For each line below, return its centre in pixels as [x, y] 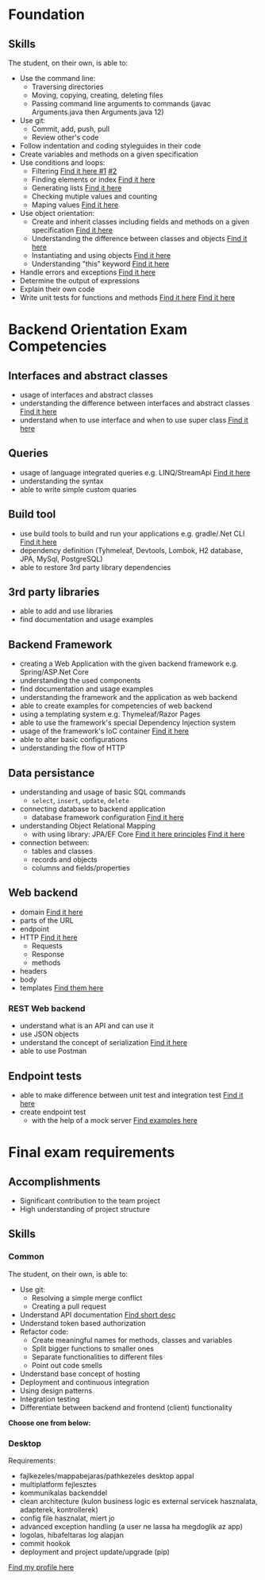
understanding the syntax [61, 481]
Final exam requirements [92, 1153]
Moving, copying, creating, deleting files [97, 95]
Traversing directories [67, 86]
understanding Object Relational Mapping [88, 826]
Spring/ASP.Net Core [54, 672]
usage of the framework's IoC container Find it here [104, 731]
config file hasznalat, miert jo [67, 1518]
